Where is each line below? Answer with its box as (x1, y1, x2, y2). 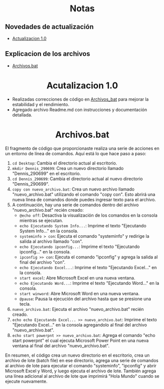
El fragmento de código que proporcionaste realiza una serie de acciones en (5, 145, 160, 151)
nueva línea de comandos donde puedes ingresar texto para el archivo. (12, 196, 156, 202)
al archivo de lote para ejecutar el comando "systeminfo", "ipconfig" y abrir (5, 362, 157, 368)
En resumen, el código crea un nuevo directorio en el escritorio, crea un (5, 352, 150, 358)
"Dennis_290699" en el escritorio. (12, 170, 81, 176)
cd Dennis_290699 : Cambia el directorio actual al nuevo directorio (12, 175, 143, 182)
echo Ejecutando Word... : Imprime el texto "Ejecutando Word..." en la (19, 280, 160, 286)
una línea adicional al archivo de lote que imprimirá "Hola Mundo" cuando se (5, 373, 160, 379)
